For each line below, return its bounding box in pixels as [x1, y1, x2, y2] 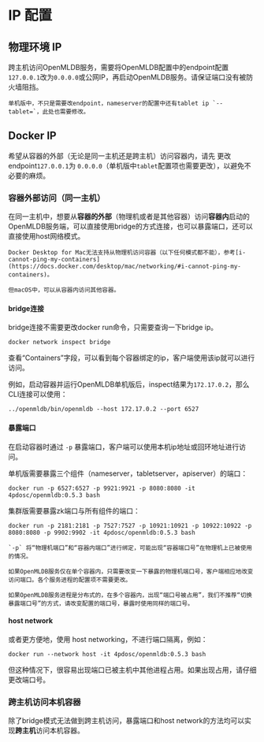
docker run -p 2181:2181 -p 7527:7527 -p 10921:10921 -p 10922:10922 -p [8, 521, 252, 529]
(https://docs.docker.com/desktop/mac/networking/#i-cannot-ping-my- [8, 262, 242, 271]
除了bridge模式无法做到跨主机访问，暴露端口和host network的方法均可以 [8, 716, 245, 725]
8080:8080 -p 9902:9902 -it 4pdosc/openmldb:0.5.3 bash [8, 529, 195, 536]
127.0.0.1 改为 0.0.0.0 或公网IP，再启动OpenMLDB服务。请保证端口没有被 [8, 72, 247, 82]
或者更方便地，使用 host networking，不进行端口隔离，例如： [8, 634, 208, 644]
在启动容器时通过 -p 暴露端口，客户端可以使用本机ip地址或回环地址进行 [8, 442, 240, 451]
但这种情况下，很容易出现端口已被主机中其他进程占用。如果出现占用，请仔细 [8, 665, 257, 674]
